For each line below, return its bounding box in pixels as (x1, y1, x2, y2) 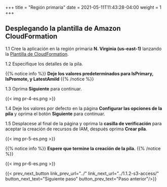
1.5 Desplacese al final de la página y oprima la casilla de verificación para (5, 120, 162, 126)
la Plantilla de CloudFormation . (5, 51, 69, 57)
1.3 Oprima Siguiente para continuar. (5, 85, 82, 91)
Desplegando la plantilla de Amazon (5, 24, 121, 33)
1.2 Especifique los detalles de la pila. (5, 61, 83, 67)
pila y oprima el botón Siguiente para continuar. (5, 111, 105, 117)
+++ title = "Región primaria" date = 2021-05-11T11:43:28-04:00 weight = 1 (5, 5, 162, 10)
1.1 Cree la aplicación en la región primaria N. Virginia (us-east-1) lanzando (5, 45, 162, 52)
